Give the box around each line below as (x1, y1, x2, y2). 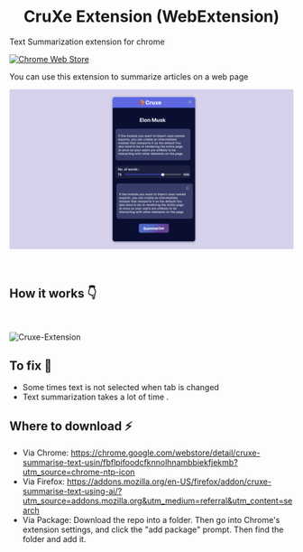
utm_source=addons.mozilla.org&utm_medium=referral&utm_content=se (22, 495, 293, 506)
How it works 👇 (9, 285, 97, 301)
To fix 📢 (9, 358, 52, 373)
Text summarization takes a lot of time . (22, 391, 170, 403)
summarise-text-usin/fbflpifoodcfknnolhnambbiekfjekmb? (22, 456, 239, 467)
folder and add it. (22, 533, 87, 544)
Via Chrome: (22, 447, 69, 458)
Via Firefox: (22, 476, 66, 487)
